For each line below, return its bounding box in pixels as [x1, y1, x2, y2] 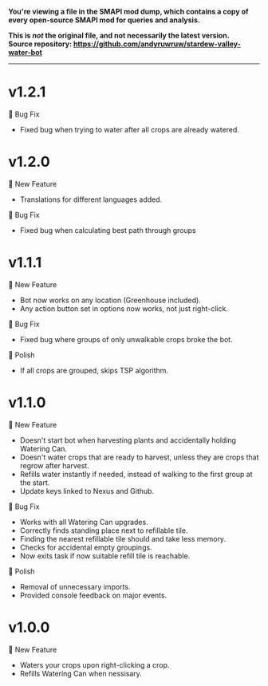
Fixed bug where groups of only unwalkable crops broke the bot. [19, 334, 233, 344]
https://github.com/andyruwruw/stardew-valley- [73, 39, 241, 49]
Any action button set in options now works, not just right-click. [19, 303, 229, 313]
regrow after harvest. [19, 460, 89, 470]
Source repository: [8, 39, 73, 49]
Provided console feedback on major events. [19, 590, 167, 600]
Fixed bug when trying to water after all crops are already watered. [19, 124, 239, 134]
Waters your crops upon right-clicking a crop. [19, 660, 170, 669]
